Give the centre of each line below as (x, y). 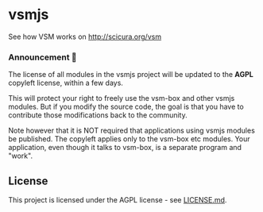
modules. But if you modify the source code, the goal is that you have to (126, 107)
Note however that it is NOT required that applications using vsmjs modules (132, 131)
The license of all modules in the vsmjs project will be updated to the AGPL (131, 75)
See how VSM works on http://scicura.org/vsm (85, 37)
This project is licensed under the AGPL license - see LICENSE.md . (118, 200)
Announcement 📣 (43, 57)
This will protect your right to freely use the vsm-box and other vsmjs (122, 98)
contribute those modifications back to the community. (98, 115)
